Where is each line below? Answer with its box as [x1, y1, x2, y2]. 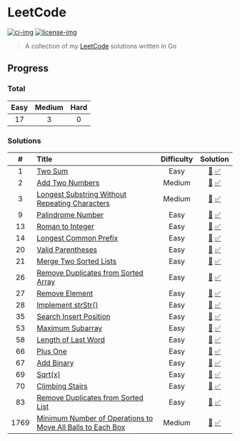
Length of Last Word [36, 335, 106, 345]
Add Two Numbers [36, 178, 100, 188]
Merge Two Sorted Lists [36, 256, 117, 266]
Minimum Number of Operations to [36, 413, 154, 423]
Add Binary [36, 358, 74, 367]
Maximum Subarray [36, 323, 103, 333]
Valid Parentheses [36, 244, 98, 254]
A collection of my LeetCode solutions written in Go [24, 41, 177, 50]
